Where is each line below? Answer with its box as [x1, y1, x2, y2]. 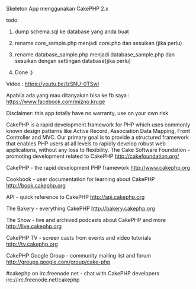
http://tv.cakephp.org [6, 240, 58, 247]
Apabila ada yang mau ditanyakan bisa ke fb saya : [6, 92, 130, 99]
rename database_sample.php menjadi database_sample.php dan [14, 51, 175, 58]
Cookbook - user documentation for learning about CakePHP [6, 176, 155, 183]
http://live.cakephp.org [6, 223, 62, 230]
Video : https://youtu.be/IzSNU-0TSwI [6, 80, 99, 87]
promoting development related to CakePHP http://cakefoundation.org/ [6, 153, 179, 160]
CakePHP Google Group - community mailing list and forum [6, 252, 152, 259]
